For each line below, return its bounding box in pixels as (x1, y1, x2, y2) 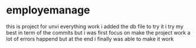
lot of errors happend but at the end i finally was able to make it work (6, 35, 174, 42)
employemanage (6, 4, 90, 17)
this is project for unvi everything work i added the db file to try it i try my (6, 23, 184, 30)
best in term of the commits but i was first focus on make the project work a (6, 29, 191, 36)
